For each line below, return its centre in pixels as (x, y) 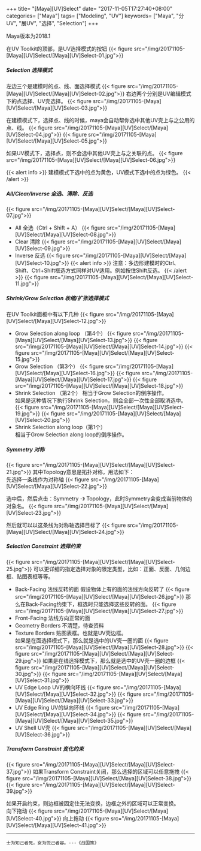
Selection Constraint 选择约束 (44, 546)
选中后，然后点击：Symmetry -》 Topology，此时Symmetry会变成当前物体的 (99, 498)
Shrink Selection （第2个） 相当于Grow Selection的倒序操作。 (91, 393)
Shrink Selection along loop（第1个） (60, 427)
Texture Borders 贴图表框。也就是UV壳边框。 (71, 633)
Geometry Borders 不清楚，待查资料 (60, 625)
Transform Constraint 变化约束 (45, 749)
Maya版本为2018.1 (28, 36)
